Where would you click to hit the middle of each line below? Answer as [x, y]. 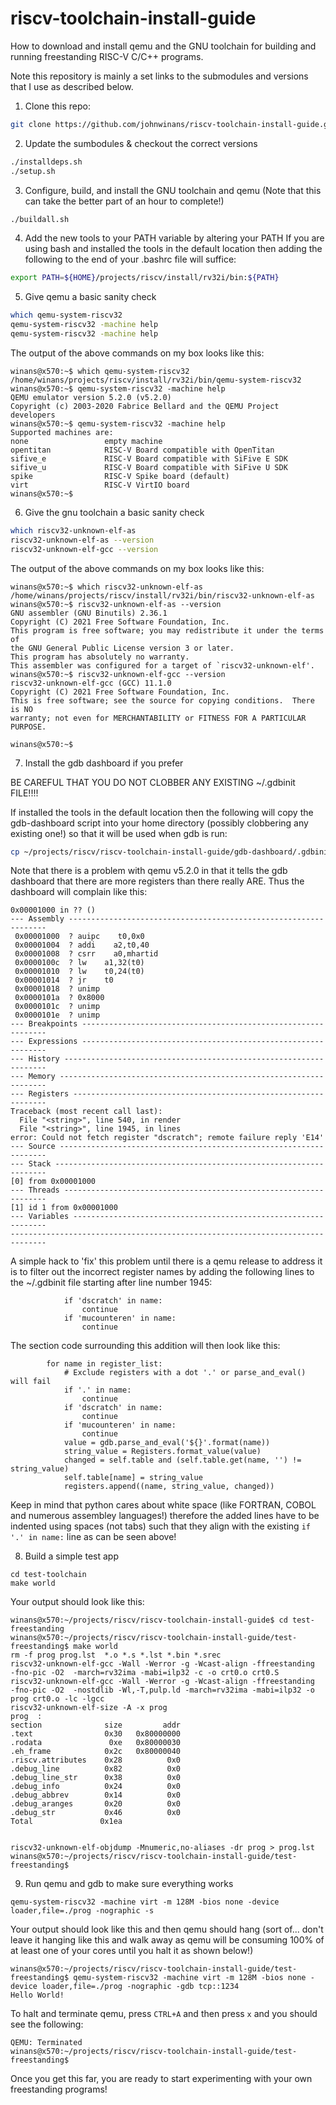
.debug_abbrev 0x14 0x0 [96, 1795]
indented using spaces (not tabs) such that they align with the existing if [160, 1526]
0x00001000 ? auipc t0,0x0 [79, 937]
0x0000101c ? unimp [57, 1007]
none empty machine [86, 441]
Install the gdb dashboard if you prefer [104, 763]
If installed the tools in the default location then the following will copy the [162, 812]
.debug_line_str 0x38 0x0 [96, 1778]
